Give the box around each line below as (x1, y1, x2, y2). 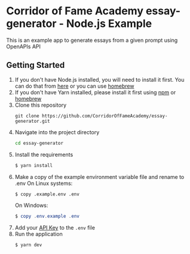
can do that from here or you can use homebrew (14, 82, 134, 89)
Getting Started (6, 60, 65, 70)
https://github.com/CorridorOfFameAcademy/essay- (41, 113, 168, 119)
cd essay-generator (14, 140, 64, 146)
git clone (14, 113, 40, 119)
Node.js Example (66, 17, 152, 30)
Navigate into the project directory (14, 128, 100, 135)
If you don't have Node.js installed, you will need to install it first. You (14, 76, 185, 83)
